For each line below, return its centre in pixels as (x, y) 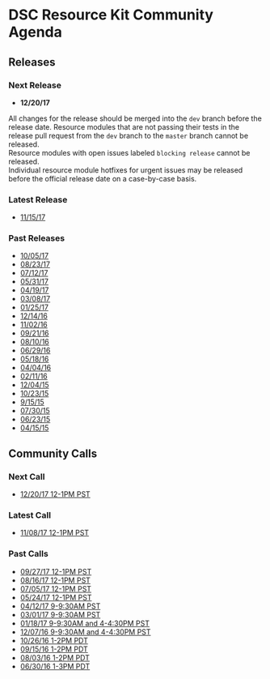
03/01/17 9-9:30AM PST (60, 614)
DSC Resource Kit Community (111, 15)
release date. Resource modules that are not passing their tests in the (124, 126)
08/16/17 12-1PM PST (55, 580)
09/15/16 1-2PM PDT (54, 649)
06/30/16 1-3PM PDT (55, 666)
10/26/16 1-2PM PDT (54, 640)
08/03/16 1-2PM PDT (55, 657)
